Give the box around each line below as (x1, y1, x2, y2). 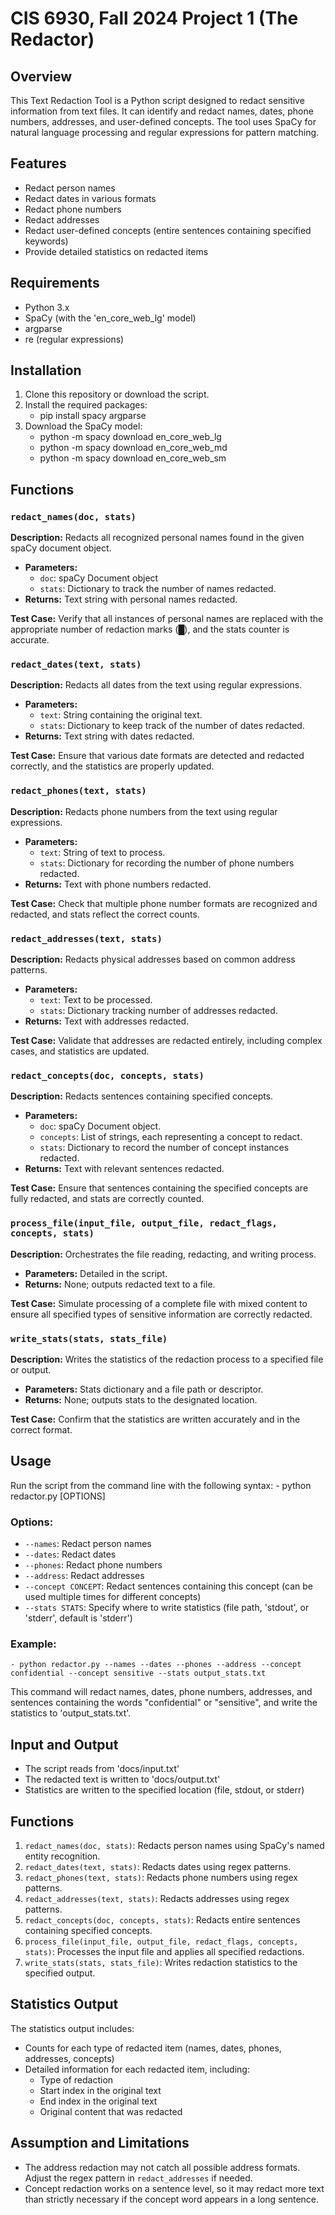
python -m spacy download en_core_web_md (39, 442, 228, 454)
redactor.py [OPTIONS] (10, 1490, 106, 1502)
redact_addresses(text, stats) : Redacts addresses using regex (24, 1892, 290, 1904)
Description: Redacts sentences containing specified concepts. (10, 1090, 274, 1102)
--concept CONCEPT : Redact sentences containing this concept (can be (24, 1580, 313, 1592)
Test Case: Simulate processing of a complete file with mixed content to (10, 1297, 308, 1309)
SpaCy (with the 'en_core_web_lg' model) (24, 312, 197, 324)
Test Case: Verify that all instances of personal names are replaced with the (10, 613, 324, 625)
